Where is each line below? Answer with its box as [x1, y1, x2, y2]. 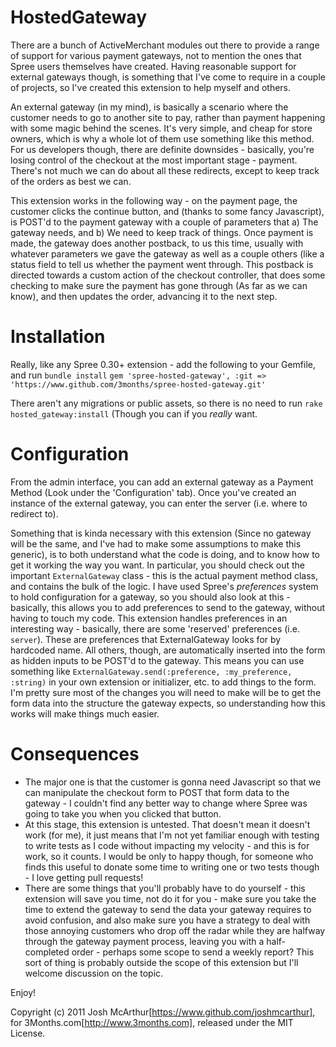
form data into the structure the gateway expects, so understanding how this [10, 697, 327, 709]
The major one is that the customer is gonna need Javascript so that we [24, 776, 322, 788]
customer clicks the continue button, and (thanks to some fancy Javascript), [10, 205, 325, 217]
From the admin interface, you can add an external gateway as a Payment [10, 476, 314, 488]
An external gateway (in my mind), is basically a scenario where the [10, 101, 289, 113]
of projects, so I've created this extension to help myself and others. [10, 81, 292, 93]
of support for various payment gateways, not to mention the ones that [10, 49, 302, 61]
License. [10, 1027, 46, 1039]
